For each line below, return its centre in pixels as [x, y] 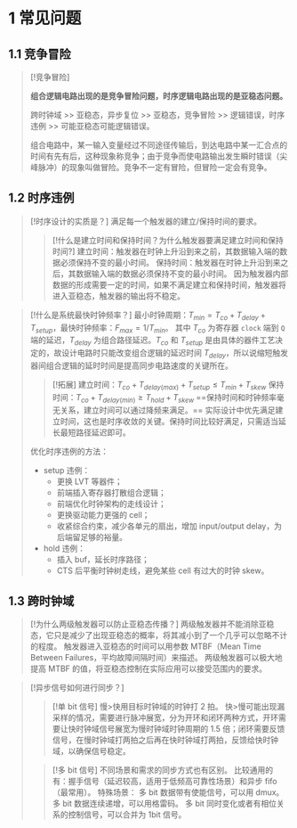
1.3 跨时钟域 [41, 601]
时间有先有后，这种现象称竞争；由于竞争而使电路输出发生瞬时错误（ [155, 156]
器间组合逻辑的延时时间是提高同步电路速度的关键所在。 [131, 365]
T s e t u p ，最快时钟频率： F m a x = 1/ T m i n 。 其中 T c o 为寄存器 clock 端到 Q [157, 328]
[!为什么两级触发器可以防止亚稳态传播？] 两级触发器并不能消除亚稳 [152, 624]
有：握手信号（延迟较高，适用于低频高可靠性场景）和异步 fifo [165, 782]
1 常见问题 [45, 18]
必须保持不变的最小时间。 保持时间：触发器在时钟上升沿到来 [170, 262]
